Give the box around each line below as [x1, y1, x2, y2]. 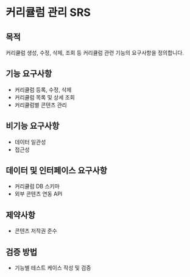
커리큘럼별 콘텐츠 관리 [14, 101, 68, 109]
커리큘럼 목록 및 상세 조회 [14, 93, 76, 101]
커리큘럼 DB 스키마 [14, 182, 60, 190]
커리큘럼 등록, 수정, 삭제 [14, 86, 72, 93]
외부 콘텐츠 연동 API [14, 190, 63, 198]
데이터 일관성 [14, 138, 46, 145]
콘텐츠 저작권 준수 [14, 227, 57, 235]
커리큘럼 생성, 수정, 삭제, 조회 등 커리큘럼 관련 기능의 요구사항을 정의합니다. [5, 49, 184, 56]
